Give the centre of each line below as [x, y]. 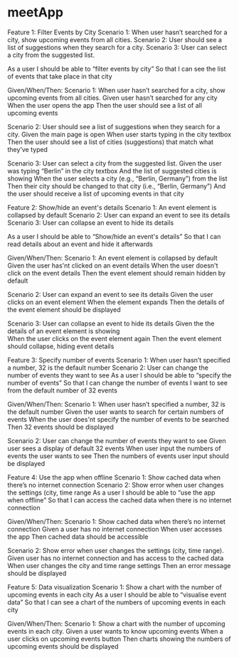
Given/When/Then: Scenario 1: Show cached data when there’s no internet [117, 521]
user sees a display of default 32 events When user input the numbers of [115, 448]
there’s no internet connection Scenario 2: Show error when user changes [116, 485]
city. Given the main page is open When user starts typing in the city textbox [119, 134]
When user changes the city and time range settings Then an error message [119, 565]
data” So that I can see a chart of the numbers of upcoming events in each [117, 602]
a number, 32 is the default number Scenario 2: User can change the [108, 368]
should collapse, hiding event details [61, 346]
